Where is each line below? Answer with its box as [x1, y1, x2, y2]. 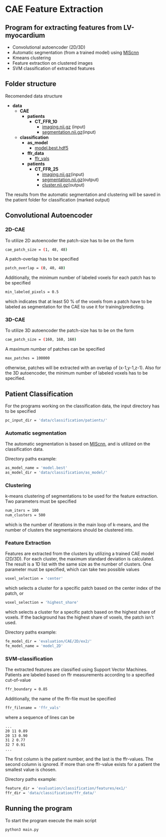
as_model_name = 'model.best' [5, 465, 68, 470]
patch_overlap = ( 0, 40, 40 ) [5, 266, 66, 271]
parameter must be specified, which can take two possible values [5, 566, 140, 572]
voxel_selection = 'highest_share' [5, 600, 79, 605]
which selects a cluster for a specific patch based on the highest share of [5, 609, 156, 615]
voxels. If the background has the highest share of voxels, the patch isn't [5, 614, 154, 620]
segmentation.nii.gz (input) [42, 129, 96, 135]
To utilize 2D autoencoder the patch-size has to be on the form [5, 237, 134, 243]
